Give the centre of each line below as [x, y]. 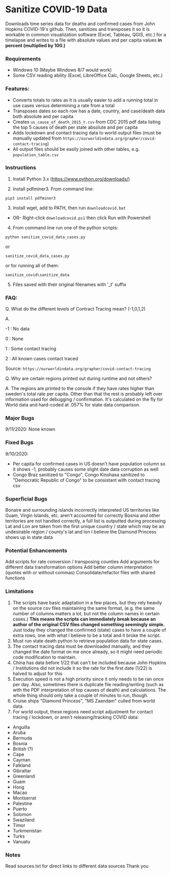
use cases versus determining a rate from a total [64, 105]
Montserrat [25, 798]
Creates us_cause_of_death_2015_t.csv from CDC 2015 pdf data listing [87, 122]
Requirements [23, 59]
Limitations [20, 591]
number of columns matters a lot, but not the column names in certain [86, 613]
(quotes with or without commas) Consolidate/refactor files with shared [80, 573]
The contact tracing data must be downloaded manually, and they [82, 646]
